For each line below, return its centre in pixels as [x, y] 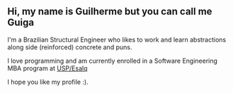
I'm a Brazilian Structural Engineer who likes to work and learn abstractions [117, 39]
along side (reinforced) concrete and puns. [70, 47]
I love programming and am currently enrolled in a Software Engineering [113, 61]
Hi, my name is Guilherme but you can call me [110, 12]
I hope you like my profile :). [48, 82]
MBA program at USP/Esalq [47, 68]
